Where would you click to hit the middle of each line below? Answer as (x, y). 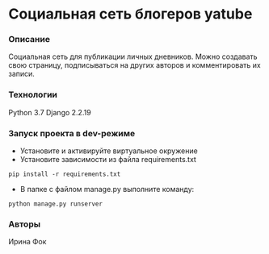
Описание (29, 40)
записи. (21, 74)
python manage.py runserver (56, 204)
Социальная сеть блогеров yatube (130, 14)
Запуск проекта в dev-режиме (72, 133)
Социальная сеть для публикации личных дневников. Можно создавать (133, 56)
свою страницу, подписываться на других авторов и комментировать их (134, 65)
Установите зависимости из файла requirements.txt (108, 160)
